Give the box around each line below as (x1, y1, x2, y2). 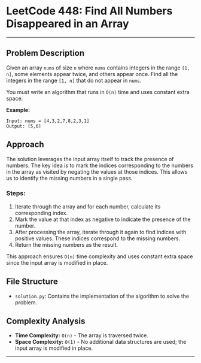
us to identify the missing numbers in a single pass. (6, 174, 133, 181)
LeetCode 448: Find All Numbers (6, 4, 173, 18)
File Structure (6, 277, 58, 287)
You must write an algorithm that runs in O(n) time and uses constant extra (6, 88, 190, 95)
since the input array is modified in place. (6, 259, 108, 266)
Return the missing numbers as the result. (14, 241, 118, 248)
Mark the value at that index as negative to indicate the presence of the (14, 216, 191, 223)
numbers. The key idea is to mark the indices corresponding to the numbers (6, 162, 193, 169)
